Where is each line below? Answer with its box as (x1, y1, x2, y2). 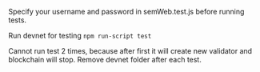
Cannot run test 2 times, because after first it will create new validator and (8, 46, 253, 55)
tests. (8, 15, 26, 25)
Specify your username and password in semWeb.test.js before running (8, 7, 245, 16)
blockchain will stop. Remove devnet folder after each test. (8, 55, 202, 64)
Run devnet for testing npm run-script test (8, 31, 152, 40)
